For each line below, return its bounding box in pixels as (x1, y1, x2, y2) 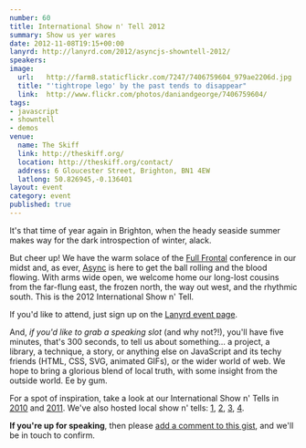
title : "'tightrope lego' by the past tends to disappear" (17, 81, 248, 90)
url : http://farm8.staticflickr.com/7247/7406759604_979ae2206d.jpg (17, 73, 292, 82)
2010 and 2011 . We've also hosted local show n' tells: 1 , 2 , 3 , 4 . (9, 402, 245, 413)
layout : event (9, 183, 64, 193)
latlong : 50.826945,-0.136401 (17, 174, 132, 183)
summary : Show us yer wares (9, 30, 117, 39)
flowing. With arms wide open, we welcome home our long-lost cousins (9, 271, 280, 283)
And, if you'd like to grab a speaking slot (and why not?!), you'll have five (9, 326, 285, 338)
